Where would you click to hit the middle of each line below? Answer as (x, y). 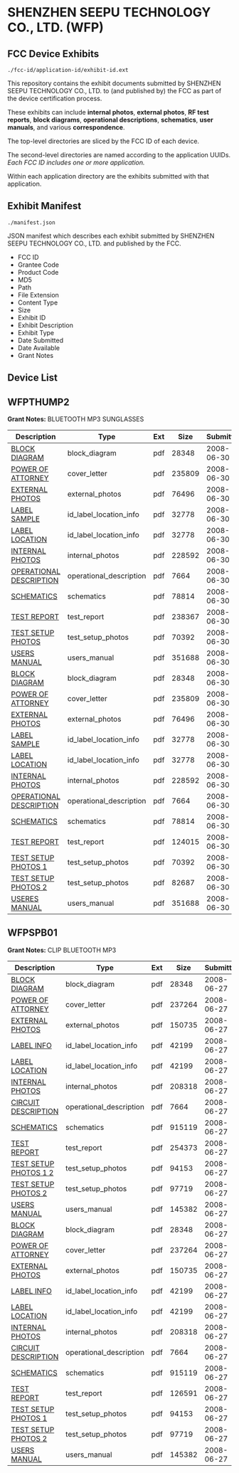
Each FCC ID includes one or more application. (76, 162)
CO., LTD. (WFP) (56, 27)
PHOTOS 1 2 (32, 1173)
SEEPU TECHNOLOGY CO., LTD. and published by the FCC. (94, 243)
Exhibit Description (45, 325)
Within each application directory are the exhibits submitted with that (108, 176)
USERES (25, 899)
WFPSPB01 (33, 933)
